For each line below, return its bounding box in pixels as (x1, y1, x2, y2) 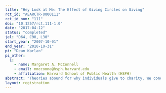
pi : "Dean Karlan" (5, 48, 43, 53)
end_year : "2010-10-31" (5, 44, 54, 49)
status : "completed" (5, 30, 48, 35)
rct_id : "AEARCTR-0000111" (5, 12, 61, 17)
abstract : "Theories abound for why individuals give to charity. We (5, 76, 152, 81)
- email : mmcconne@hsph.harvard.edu (14, 67, 90, 72)
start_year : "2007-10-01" (5, 39, 58, 44)
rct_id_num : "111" (5, 16, 43, 21)
